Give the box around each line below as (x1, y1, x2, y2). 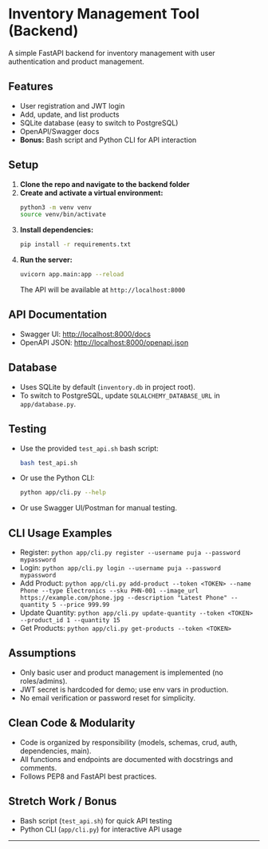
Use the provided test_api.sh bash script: (19, 443, 160, 453)
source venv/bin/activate (19, 211, 106, 219)
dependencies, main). (19, 746, 92, 756)
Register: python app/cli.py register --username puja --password (19, 548, 241, 557)
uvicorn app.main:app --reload (19, 271, 124, 279)
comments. (19, 763, 57, 772)
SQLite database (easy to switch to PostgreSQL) (19, 117, 179, 128)
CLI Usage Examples (8, 526, 112, 540)
